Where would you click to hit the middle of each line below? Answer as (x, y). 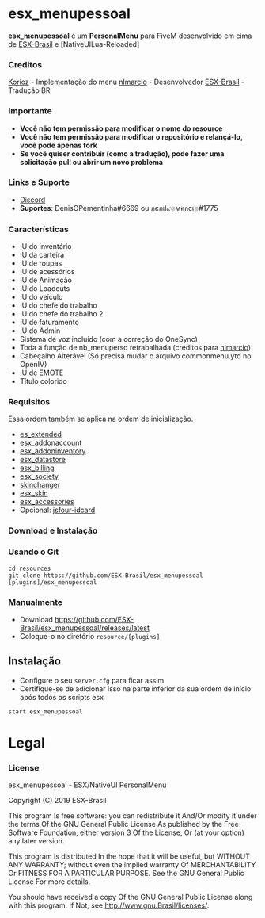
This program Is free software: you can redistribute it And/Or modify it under (132, 816)
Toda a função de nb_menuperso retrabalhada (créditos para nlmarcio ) (135, 348)
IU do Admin (40, 331)
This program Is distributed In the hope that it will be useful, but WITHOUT (129, 856)
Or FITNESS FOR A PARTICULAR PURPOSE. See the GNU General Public (126, 874)
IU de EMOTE (42, 373)
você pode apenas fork (58, 145)
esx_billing (37, 468)
